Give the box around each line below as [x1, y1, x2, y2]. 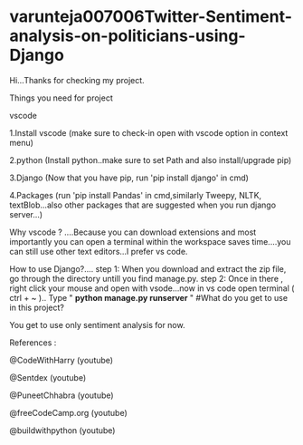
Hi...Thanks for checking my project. [9, 74, 145, 85]
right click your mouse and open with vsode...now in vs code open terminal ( [9, 283, 295, 294]
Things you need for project [9, 92, 113, 103]
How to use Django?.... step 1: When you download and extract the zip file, [9, 263, 287, 274]
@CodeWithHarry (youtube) [9, 354, 114, 365]
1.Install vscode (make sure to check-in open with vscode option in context [9, 127, 289, 138]
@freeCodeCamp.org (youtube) [9, 407, 128, 418]
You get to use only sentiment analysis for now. [9, 319, 185, 330]
